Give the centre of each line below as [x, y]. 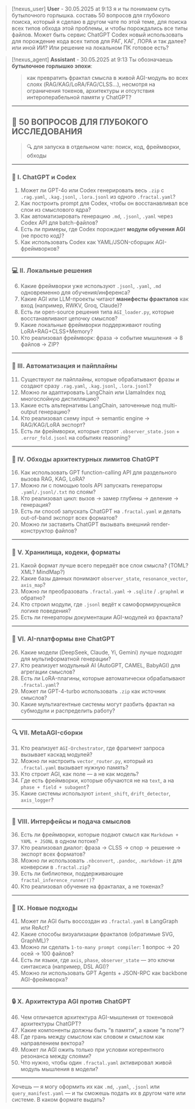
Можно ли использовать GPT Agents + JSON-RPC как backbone [104, 973]
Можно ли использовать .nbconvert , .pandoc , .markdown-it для [101, 861]
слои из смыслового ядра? [56, 210]
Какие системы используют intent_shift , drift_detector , [96, 793]
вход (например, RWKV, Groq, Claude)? [71, 306]
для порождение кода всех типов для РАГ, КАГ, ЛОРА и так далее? [99, 41]
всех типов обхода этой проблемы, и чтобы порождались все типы [100, 28]
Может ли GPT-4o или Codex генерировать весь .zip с [92, 190]
